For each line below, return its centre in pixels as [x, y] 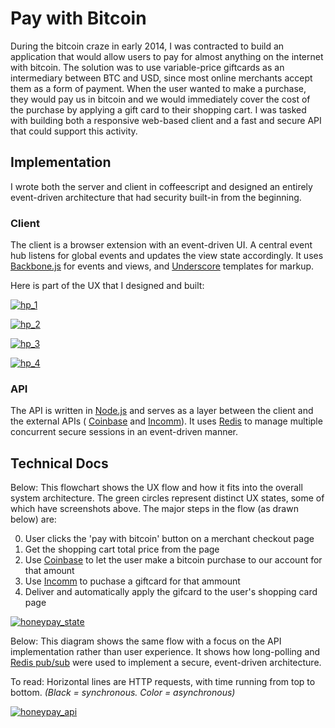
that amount [49, 571]
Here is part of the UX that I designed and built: [107, 286]
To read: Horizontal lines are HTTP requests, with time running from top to [163, 682]
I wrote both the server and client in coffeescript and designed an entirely [161, 186]
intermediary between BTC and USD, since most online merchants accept [161, 78]
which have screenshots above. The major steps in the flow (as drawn [154, 509]
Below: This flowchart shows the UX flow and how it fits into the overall [156, 488]
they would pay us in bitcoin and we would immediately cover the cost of [160, 99]
